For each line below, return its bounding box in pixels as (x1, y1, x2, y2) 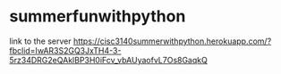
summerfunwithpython (9, 6, 186, 27)
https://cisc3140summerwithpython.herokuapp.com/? (72, 36, 272, 46)
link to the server (9, 36, 72, 46)
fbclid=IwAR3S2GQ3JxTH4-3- (9, 45, 122, 55)
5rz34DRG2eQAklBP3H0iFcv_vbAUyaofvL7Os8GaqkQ (9, 54, 208, 65)
